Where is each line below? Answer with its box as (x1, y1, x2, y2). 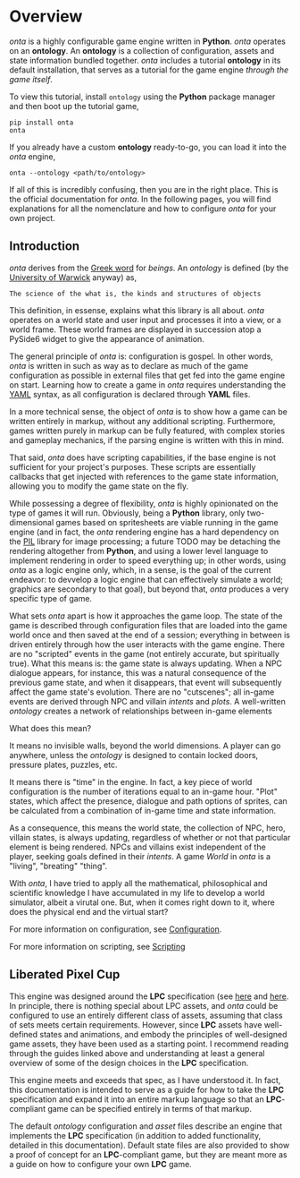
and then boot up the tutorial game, (9, 100, 140, 111)
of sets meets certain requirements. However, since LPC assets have (9, 1019, 262, 1030)
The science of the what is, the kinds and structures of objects (9, 289, 262, 298)
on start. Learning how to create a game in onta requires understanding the (9, 379, 287, 390)
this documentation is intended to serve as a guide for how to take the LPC (9, 1084, 284, 1095)
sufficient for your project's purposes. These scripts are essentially (9, 461, 256, 472)
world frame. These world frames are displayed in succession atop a (9, 324, 262, 335)
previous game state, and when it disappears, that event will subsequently (9, 677, 283, 687)
